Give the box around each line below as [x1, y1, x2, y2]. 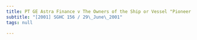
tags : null [6, 19, 33, 25]
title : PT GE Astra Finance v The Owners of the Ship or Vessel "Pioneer [6, 8, 192, 15]
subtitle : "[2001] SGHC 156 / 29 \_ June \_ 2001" [6, 14, 123, 20]
